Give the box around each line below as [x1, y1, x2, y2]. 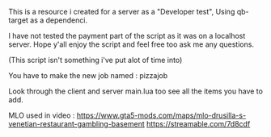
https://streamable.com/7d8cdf [146, 119, 251, 128]
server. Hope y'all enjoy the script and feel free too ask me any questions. [8, 39, 255, 49]
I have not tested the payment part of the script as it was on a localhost [8, 31, 246, 40]
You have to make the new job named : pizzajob [8, 71, 168, 80]
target [8, 15, 28, 25]
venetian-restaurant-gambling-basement [8, 119, 146, 128]
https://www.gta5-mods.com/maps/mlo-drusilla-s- [76, 110, 247, 120]
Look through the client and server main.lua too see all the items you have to [8, 86, 263, 96]
